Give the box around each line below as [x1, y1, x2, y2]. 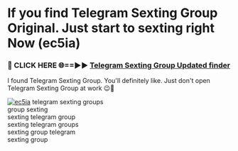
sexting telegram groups [7, 121, 80, 129]
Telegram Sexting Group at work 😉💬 [7, 84, 115, 93]
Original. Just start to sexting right [7, 20, 215, 36]
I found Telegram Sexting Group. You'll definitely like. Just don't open [7, 77, 211, 85]
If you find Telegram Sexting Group [7, 5, 218, 21]
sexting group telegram [7, 128, 76, 136]
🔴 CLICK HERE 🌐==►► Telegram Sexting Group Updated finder [7, 60, 231, 70]
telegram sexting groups [31, 98, 104, 106]
